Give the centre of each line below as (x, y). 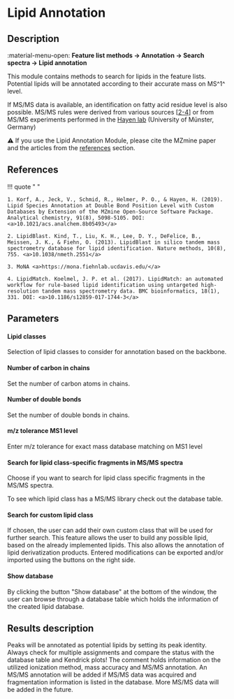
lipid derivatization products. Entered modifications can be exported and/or (115, 552)
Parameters (33, 319)
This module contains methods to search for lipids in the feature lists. (107, 76)
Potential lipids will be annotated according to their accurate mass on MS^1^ (116, 84)
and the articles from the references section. (71, 148)
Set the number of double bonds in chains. (69, 415)
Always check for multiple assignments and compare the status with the (111, 653)
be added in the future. (40, 690)
